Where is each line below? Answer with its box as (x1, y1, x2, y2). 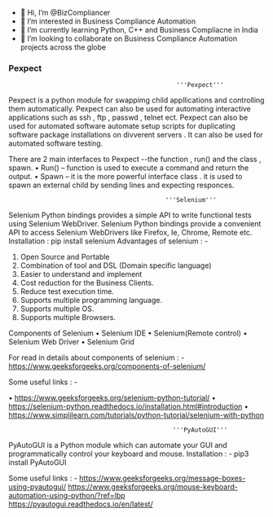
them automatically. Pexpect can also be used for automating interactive (8, 104, 251, 114)
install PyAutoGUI (8, 458, 67, 467)
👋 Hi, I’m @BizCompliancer (20, 8, 111, 17)
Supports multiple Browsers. (20, 313, 117, 322)
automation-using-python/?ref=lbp (8, 491, 125, 501)
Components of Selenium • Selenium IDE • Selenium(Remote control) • (8, 328, 248, 338)
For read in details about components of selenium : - (8, 353, 185, 362)
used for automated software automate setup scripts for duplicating (8, 121, 236, 131)
